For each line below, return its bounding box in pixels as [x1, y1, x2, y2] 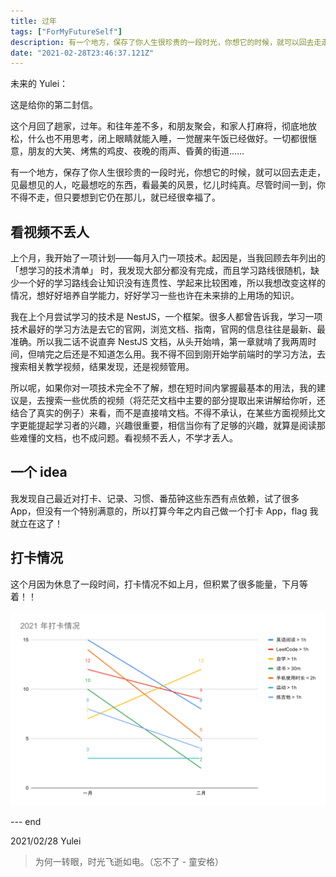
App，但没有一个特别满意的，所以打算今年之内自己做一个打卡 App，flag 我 [10, 505, 319, 517]
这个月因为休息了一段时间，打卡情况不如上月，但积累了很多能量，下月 [10, 578, 300, 590]
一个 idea [10, 464, 68, 481]
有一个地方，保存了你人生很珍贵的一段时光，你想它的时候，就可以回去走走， [10, 166, 326, 179]
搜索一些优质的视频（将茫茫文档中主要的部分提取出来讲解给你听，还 [44, 395, 326, 407]
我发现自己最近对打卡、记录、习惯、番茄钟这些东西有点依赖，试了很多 [10, 492, 300, 504]
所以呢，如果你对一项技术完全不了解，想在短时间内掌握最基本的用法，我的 [10, 382, 317, 394]
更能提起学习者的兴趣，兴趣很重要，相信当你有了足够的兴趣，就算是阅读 [18, 420, 317, 432]
